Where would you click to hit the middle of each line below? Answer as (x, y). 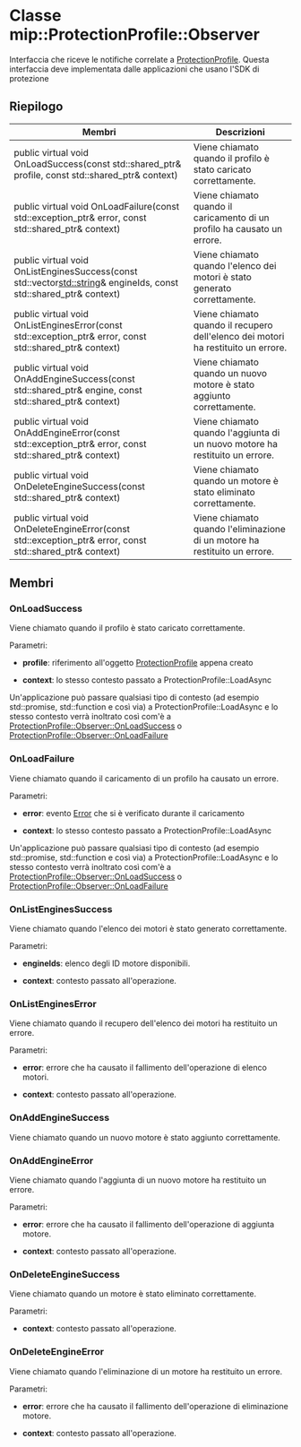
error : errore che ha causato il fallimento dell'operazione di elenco (144, 1068)
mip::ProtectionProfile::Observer (134, 34)
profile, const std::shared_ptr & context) (96, 175)
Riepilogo (36, 107)
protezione (29, 78)
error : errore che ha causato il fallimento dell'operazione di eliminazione (155, 1406)
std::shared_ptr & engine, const (78, 390)
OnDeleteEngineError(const (72, 529)
